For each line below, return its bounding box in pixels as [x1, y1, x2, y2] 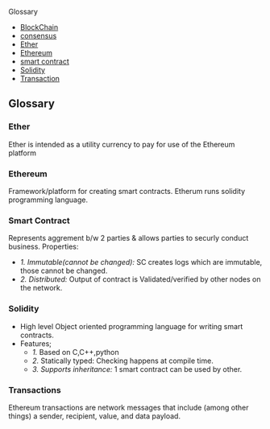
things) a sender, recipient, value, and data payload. [8, 410, 181, 421]
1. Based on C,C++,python [31, 347, 119, 357]
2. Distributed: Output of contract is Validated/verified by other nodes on [19, 274, 261, 284]
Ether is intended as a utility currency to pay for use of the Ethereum [8, 139, 235, 149]
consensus [19, 31, 57, 40]
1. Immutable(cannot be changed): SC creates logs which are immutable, [19, 258, 263, 267]
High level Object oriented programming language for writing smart [19, 321, 243, 331]
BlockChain [19, 23, 59, 31]
